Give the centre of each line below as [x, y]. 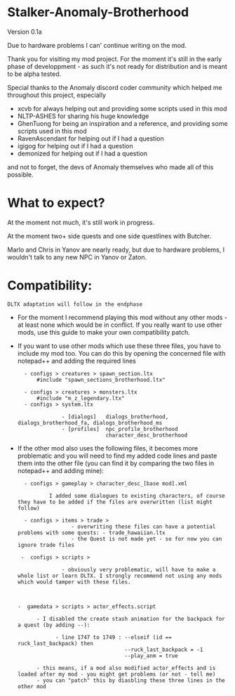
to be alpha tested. [34, 74]
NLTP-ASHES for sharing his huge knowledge [83, 116]
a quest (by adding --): [54, 625]
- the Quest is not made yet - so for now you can [147, 539]
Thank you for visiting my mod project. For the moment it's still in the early [115, 59]
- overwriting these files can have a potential [143, 527]
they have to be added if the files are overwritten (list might [115, 502]
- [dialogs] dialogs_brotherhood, [115, 417]
